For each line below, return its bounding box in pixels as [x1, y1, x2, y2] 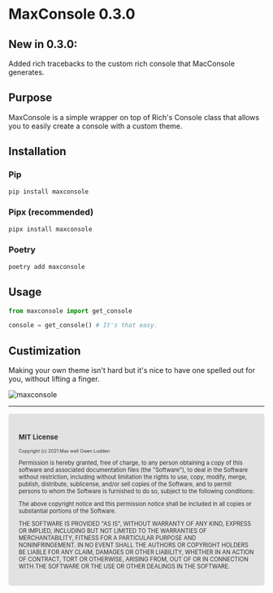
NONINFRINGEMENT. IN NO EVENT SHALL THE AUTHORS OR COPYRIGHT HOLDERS [19, 541, 249, 549]
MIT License [19, 432, 58, 442]
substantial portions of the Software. [19, 507, 116, 515]
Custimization [8, 344, 81, 357]
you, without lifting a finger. [8, 374, 100, 384]
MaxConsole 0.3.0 [8, 5, 136, 24]
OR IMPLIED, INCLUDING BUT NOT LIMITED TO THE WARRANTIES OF [19, 527, 207, 535]
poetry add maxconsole [8, 262, 85, 271]
